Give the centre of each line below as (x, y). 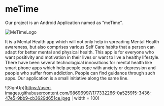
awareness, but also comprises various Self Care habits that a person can (80, 47)
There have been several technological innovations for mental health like (79, 62)
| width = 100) (85, 98)
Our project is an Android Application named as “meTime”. (64, 23)
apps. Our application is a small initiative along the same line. (67, 78)
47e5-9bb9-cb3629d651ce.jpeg (38, 98)
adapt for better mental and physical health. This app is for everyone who (80, 52)
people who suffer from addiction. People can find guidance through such (80, 73)
